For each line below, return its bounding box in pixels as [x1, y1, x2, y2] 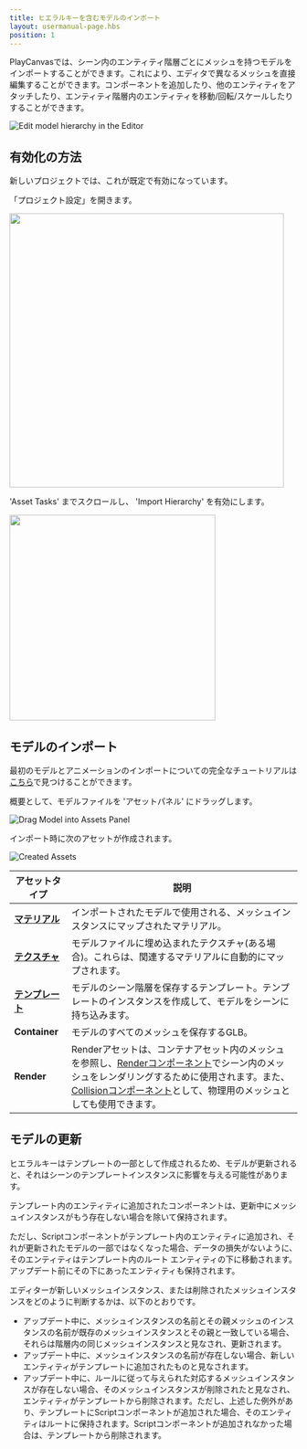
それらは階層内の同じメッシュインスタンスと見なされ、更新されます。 [22, 1338, 286, 1349]
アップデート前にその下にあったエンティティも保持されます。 [9, 1264, 240, 1275]
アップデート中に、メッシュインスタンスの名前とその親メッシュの [22, 1315, 271, 1326]
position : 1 [9, 30, 55, 39]
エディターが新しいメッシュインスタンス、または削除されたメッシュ [9, 1285, 265, 1296]
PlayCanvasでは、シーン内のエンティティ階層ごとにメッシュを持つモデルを [9, 57, 292, 68]
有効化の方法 [9, 149, 82, 164]
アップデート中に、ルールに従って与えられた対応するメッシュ [22, 1372, 255, 1383]
